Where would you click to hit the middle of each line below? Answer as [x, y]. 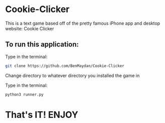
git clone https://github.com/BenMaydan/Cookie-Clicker [65, 66]
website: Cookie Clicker [30, 28]
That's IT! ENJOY [42, 115]
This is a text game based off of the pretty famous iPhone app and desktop [83, 23]
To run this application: [42, 45]
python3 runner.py [24, 94]
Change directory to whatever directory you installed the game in [72, 75]
